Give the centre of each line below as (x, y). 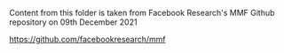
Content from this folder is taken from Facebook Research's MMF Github (142, 13)
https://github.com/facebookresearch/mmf (87, 39)
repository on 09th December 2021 (73, 22)
